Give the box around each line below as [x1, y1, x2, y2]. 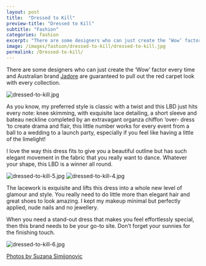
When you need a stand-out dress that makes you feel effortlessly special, [6, 216, 194, 223]
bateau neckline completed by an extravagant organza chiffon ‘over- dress [6, 115, 195, 123]
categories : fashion [6, 32, 59, 38]
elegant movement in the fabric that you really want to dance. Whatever [6, 154, 188, 161]
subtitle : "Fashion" [6, 26, 59, 33]
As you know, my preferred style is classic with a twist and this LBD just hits [6, 103, 198, 110]
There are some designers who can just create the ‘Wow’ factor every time [6, 66, 195, 73]
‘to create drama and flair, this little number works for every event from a [6, 122, 190, 130]
